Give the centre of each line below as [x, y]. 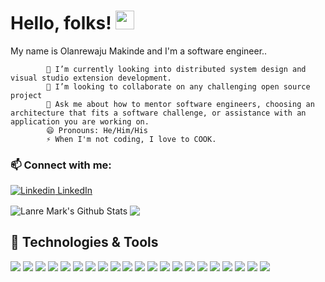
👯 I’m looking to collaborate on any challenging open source [178, 86]
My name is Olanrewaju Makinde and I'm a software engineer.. [139, 51]
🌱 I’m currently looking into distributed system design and [176, 69]
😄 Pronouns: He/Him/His [97, 130]
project [26, 95]
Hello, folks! [61, 23]
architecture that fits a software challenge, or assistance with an [158, 113]
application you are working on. [80, 121]
